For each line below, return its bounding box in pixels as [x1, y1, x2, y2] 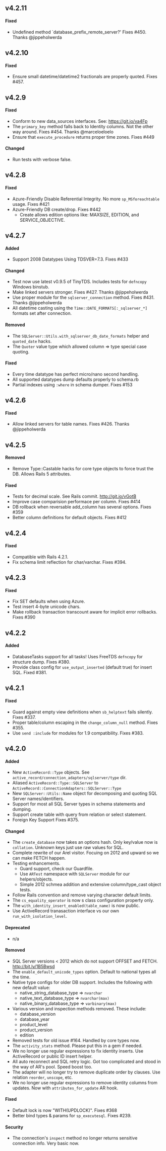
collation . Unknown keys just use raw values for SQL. [12, 845, 124, 851]
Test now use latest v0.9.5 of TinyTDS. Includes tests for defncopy [12, 278, 147, 285]
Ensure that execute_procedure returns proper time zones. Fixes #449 [12, 134, 155, 140]
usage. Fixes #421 [12, 201, 50, 207]
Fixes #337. [12, 714, 36, 720]
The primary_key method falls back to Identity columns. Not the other [12, 123, 154, 129]
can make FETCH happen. [12, 855, 66, 861]
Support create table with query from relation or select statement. [12, 811, 147, 817]
